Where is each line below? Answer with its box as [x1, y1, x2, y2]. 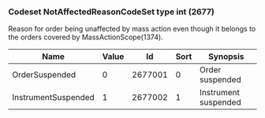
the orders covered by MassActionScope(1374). [8, 32, 163, 42]
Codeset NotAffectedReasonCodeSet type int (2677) [8, 6, 215, 17]
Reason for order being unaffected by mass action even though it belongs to [8, 24, 256, 34]
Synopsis [208, 51, 244, 62]
